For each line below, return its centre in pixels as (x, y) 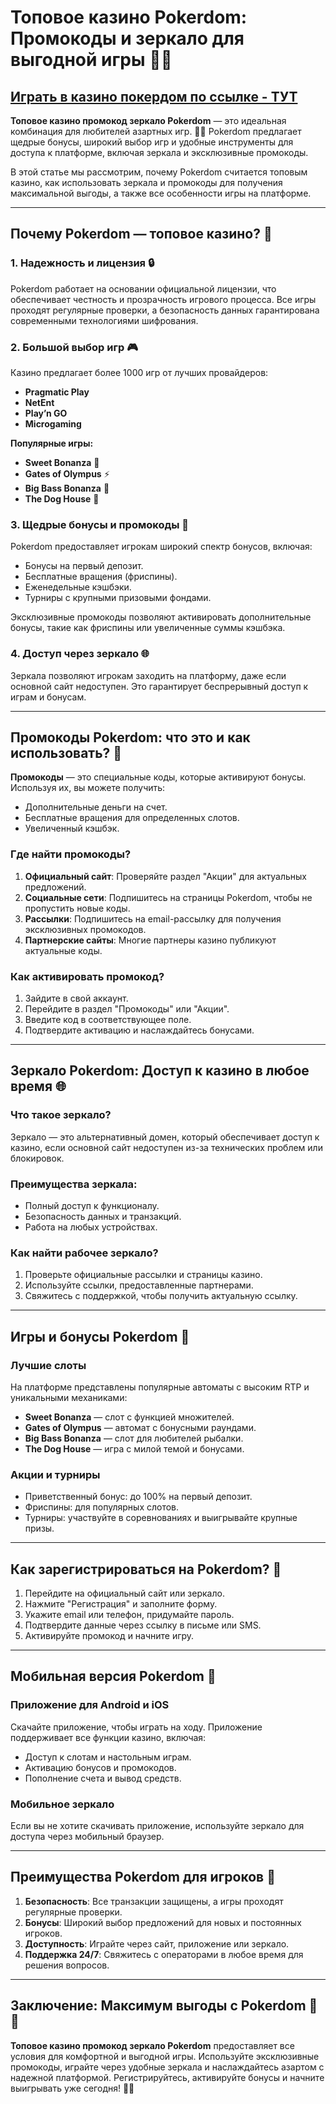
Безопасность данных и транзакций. (103, 1216)
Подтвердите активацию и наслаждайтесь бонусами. (139, 1030)
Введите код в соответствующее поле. (108, 1019)
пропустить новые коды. (77, 908)
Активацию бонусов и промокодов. (100, 1767)
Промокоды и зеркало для (127, 38)
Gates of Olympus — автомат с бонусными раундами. (140, 1427)
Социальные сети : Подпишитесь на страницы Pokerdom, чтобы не (168, 897)
